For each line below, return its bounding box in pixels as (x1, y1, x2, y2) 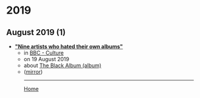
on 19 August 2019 (23, 56, 70, 62)
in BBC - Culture (23, 49, 64, 56)
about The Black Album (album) (23, 62, 102, 69)
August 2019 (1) (6, 27, 66, 37)
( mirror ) (23, 68, 43, 75)
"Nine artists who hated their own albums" (14, 43, 123, 50)
